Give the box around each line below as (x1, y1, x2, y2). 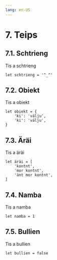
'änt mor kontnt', (14, 173, 53, 178)
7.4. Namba (5, 190, 42, 199)
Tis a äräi (5, 149, 24, 155)
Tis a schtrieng (5, 63, 36, 69)
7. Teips (5, 29, 38, 40)
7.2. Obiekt (5, 86, 40, 95)
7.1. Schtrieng (5, 49, 48, 58)
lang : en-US (5, 7, 30, 13)
